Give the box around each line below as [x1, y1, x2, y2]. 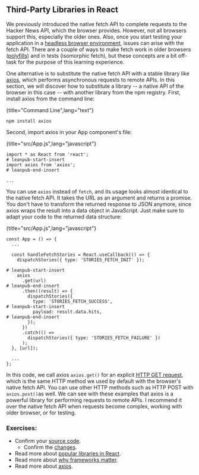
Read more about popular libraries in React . [14, 450, 121, 457]
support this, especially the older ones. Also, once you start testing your [6, 33, 182, 40]
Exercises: [6, 424, 37, 432]
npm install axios [6, 118, 52, 124]
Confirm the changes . [23, 444, 77, 451]
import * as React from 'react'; [6, 151, 89, 157]
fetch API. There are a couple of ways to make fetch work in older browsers [6, 46, 191, 53]
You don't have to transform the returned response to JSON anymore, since [6, 200, 192, 207]
